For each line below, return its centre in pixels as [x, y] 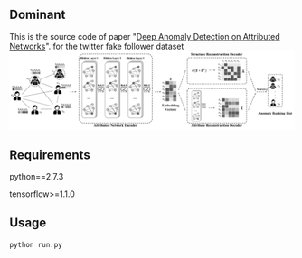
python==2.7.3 [37, 177]
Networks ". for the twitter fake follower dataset [97, 46]
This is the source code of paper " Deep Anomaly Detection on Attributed [145, 36]
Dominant [38, 15]
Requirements [50, 155]
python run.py [36, 245]
